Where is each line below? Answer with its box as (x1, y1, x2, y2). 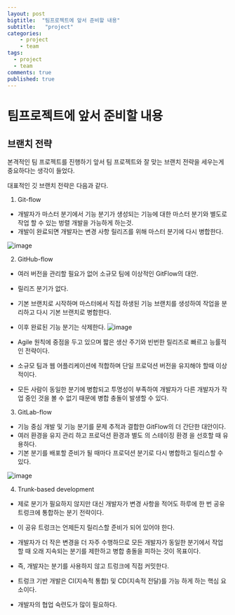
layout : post (7, 10, 46, 18)
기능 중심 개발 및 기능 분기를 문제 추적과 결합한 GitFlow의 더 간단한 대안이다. (17, 422, 227, 431)
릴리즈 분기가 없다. (17, 285, 69, 293)
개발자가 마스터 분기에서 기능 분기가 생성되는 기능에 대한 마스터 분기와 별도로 (17, 210, 228, 218)
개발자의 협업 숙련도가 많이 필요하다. (17, 600, 117, 609)
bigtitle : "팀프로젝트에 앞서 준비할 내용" (7, 17, 121, 24)
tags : (7, 50, 23, 57)
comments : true (7, 69, 52, 76)
